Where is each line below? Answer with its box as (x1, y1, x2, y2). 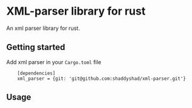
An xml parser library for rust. (6, 24, 80, 32)
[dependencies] (17, 70, 56, 76)
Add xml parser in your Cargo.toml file (6, 58, 101, 65)
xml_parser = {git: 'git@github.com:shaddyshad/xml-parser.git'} (17, 75, 187, 82)
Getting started (6, 42, 66, 52)
